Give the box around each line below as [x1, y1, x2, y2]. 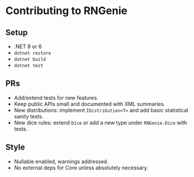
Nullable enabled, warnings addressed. [13, 158, 109, 165]
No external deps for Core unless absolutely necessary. [13, 164, 149, 171]
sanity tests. [13, 113, 44, 120]
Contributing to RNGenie [5, 4, 128, 18]
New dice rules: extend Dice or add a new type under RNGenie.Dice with [13, 119, 188, 126]
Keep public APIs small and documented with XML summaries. [13, 100, 165, 107]
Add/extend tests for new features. [13, 94, 98, 101]
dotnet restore [13, 50, 52, 56]
